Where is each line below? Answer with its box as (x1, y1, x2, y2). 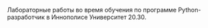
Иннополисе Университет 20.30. (51, 13, 146, 21)
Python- (178, 6, 201, 14)
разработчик (7, 13, 45, 21)
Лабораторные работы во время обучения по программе (7, 6, 177, 14)
